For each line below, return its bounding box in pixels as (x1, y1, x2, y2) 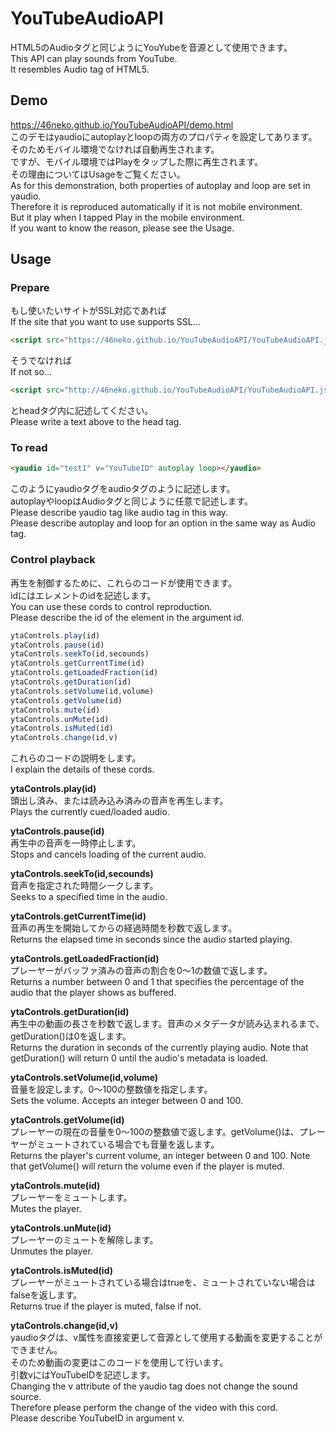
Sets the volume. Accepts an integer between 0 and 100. (10, 1095, 244, 1107)
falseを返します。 (10, 1289, 83, 1301)
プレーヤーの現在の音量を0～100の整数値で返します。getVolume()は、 (10, 1126, 300, 1138)
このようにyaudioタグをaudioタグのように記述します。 (10, 483, 236, 495)
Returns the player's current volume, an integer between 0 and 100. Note (10, 1150, 311, 1162)
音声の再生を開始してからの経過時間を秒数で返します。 (10, 922, 238, 934)
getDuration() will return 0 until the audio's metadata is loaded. (10, 1052, 269, 1064)
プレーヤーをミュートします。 (10, 1192, 133, 1204)
